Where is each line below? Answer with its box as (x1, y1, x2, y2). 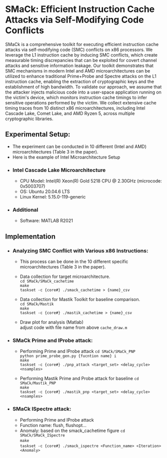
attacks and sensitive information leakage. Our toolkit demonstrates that (5, 62, 154, 68)
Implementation (5, 232, 56, 240)
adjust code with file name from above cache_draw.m (19, 324, 127, 330)
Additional (12, 206, 38, 213)
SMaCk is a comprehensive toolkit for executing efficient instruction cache (5, 41, 159, 47)
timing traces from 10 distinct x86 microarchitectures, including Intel (5, 105, 145, 111)
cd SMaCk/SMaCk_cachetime (19, 279, 74, 284)
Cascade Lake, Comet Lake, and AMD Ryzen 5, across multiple (5, 110, 135, 116)
